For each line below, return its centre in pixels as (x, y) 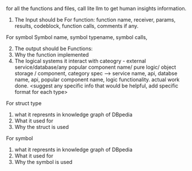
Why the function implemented (52, 55)
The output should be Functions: (54, 48)
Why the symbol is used (43, 162)
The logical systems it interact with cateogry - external (80, 61)
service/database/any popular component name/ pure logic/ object (95, 67)
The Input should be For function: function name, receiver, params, (95, 20)
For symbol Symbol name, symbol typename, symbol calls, (77, 37)
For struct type (24, 103)
